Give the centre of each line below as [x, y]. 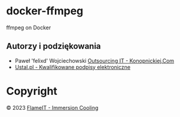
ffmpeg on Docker [29, 27]
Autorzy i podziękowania [54, 46]
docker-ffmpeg [45, 11]
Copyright [32, 91]
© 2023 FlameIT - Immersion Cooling [52, 107]
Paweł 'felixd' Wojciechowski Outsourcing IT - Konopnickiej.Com [94, 60]
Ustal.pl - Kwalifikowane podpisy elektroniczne [72, 67]
